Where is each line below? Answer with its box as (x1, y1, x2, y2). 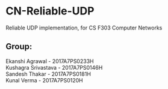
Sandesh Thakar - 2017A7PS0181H (5, 70, 92, 78)
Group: (5, 41, 33, 52)
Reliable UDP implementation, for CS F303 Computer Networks (5, 24, 163, 31)
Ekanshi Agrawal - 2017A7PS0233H (5, 57, 94, 64)
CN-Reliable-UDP (5, 4, 95, 18)
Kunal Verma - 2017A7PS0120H (5, 76, 83, 84)
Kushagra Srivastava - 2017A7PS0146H (5, 64, 103, 71)
